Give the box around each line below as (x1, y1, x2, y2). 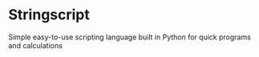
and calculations (8, 40, 63, 50)
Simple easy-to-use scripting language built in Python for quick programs (8, 32, 251, 42)
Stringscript (8, 6, 90, 24)
